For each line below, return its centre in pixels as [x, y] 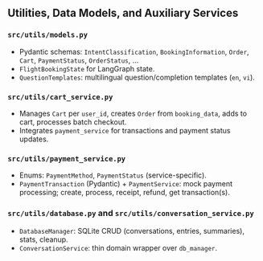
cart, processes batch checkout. [73, 122]
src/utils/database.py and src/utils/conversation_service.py [131, 214]
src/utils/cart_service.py [60, 97]
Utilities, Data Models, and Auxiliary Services [123, 13]
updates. [34, 139]
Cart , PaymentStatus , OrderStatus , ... [79, 60]
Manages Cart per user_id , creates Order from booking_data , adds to [133, 113]
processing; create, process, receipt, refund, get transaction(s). [124, 193]
